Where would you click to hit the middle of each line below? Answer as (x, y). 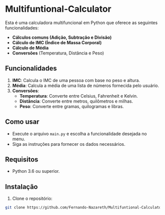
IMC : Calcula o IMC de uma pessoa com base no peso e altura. (76, 80)
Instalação (22, 187)
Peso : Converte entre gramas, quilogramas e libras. (72, 106)
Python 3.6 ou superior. (36, 171)
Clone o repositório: (32, 199)
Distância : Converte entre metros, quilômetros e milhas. (76, 101)
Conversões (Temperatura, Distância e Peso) (58, 53)
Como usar (22, 122)
